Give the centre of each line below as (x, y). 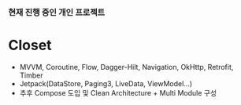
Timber (31, 75)
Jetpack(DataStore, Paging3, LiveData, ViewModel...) (106, 83)
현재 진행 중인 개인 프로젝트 (57, 12)
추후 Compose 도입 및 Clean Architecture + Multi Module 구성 (118, 92)
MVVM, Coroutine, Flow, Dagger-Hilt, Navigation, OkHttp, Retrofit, (126, 67)
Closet (30, 45)
